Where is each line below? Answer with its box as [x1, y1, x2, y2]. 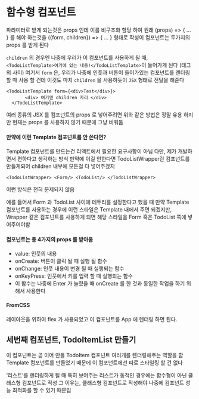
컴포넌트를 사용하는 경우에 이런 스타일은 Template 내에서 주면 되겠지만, [6, 206, 172, 213]
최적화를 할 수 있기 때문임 [12, 386, 71, 394]
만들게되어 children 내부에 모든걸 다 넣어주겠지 [6, 162, 115, 170]
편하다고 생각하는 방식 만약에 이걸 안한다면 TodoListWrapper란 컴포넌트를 [17, 155, 190, 162]
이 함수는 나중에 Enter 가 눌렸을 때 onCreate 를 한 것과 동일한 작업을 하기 [14, 280, 185, 287]
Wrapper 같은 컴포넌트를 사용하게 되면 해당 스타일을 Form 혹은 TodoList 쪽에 [6, 213, 186, 221]
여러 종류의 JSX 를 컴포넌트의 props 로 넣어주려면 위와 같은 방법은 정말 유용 [6, 111, 183, 118]
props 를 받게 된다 [6, 41, 49, 48]
